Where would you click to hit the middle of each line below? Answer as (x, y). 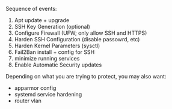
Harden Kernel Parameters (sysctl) (57, 46)
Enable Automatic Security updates (58, 65)
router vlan (28, 101)
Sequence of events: (31, 9)
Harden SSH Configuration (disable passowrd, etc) (77, 39)
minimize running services (47, 58)
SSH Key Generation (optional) (52, 27)
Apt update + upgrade (42, 20)
